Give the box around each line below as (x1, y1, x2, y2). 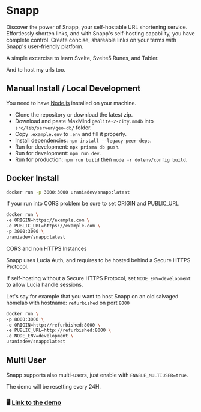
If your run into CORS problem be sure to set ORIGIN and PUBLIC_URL (6, 200, 179, 208)
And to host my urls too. (6, 66, 66, 73)
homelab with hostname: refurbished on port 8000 (6, 299, 130, 306)
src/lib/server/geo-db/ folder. (14, 124, 92, 131)
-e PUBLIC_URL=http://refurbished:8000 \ (6, 327, 112, 334)
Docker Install (6, 173, 59, 183)
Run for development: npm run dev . (14, 149, 101, 156)
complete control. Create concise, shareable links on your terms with (6, 36, 177, 43)
